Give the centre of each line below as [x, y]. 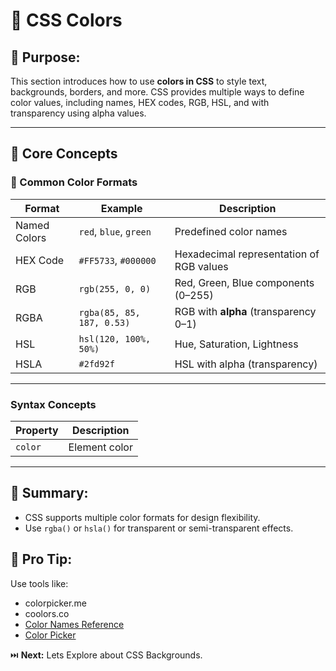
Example [121, 208]
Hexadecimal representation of [247, 254]
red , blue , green [115, 231]
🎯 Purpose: [45, 57]
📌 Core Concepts [64, 154]
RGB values [201, 266]
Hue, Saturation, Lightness [236, 344]
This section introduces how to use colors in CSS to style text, [139, 81]
